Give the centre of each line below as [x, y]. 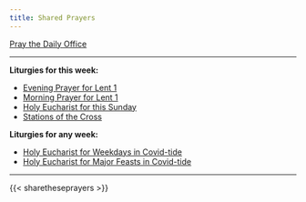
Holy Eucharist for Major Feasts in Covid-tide [107, 161]
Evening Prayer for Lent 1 [70, 87]
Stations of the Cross [62, 116]
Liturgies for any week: [54, 134]
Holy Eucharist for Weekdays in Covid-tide [102, 152]
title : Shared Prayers [52, 18]
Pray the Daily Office [48, 44]
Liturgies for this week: [54, 70]
